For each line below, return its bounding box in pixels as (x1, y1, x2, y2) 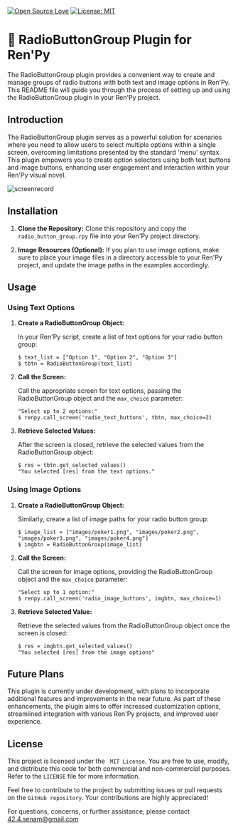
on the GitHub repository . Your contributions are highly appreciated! (7, 794, 208, 802)
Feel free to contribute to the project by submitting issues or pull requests (7, 786, 222, 794)
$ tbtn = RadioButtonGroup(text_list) (17, 360, 133, 367)
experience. (7, 717, 43, 726)
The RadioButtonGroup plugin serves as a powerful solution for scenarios (7, 133, 222, 141)
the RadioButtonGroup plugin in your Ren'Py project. (7, 93, 161, 101)
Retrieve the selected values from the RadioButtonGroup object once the (17, 621, 231, 630)
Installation (7, 205, 58, 217)
